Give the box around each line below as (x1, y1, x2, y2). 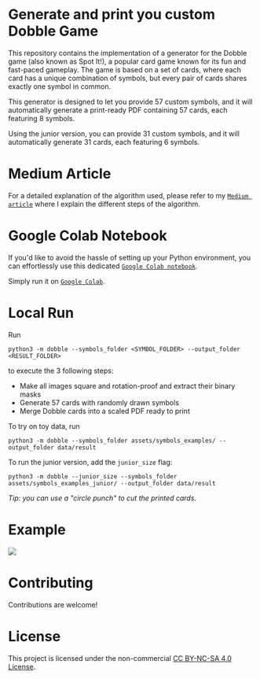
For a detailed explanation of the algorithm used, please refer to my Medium (8, 190, 249, 200)
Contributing (8, 574, 93, 592)
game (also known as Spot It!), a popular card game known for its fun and (8, 57, 247, 66)
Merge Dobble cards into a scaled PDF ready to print (19, 406, 190, 415)
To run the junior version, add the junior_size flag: (8, 457, 173, 467)
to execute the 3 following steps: (8, 366, 114, 375)
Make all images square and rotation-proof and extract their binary (19, 381, 236, 390)
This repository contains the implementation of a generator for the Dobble (8, 48, 247, 57)
